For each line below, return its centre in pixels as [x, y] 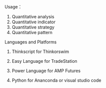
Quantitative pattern [32, 32]
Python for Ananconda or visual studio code [56, 80]
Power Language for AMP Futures [46, 71]
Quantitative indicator [34, 22]
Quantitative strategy [33, 27]
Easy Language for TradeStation [44, 61]
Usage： [14, 7]
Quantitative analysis [33, 17]
